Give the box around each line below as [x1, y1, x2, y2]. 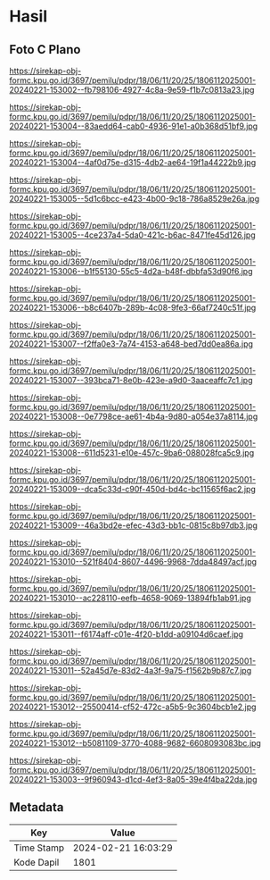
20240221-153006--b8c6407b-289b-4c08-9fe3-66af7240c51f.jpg [9, 302, 257, 313]
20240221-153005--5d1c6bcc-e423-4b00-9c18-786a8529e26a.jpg [9, 194, 260, 204]
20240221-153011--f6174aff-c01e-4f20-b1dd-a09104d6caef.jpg [9, 629, 243, 640]
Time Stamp [13, 842, 65, 854]
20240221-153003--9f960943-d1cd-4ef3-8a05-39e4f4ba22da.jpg [9, 775, 258, 784]
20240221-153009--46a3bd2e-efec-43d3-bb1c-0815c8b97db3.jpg [9, 520, 258, 531]
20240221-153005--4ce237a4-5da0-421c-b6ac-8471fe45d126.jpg [9, 230, 256, 240]
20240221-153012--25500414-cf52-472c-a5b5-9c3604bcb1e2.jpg [9, 701, 257, 712]
